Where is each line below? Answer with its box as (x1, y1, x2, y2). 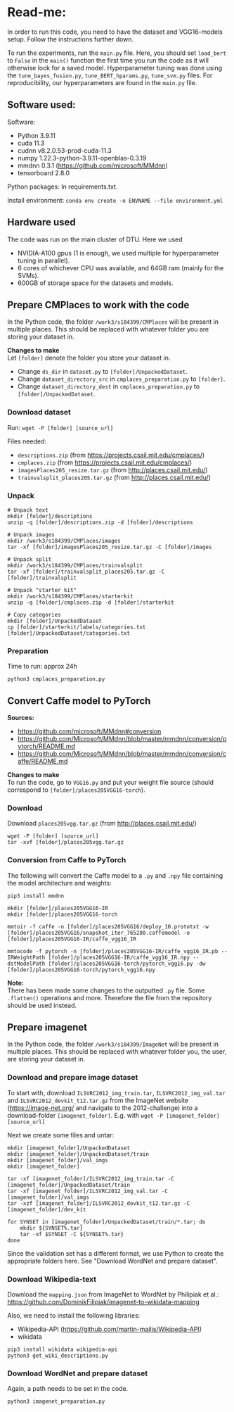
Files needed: (7, 437, 47, 446)
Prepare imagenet (7, 1021, 88, 1033)
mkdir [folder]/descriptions (7, 512, 93, 519)
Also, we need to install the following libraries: (7, 1311, 141, 1320)
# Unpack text (7, 506, 49, 514)
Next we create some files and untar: (7, 1130, 115, 1139)
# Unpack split (7, 555, 52, 563)
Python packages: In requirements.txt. (7, 182, 118, 191)
